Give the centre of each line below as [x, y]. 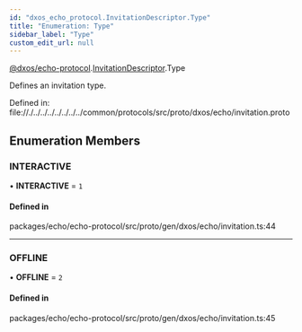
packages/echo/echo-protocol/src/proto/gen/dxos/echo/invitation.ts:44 [142, 226]
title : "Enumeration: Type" [62, 26]
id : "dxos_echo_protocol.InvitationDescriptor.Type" [110, 17]
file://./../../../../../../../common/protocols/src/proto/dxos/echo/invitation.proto [150, 112]
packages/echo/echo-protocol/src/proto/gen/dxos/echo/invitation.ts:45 [142, 318]
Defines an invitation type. [58, 85]
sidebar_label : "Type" [52, 34]
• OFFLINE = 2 [36, 277]
